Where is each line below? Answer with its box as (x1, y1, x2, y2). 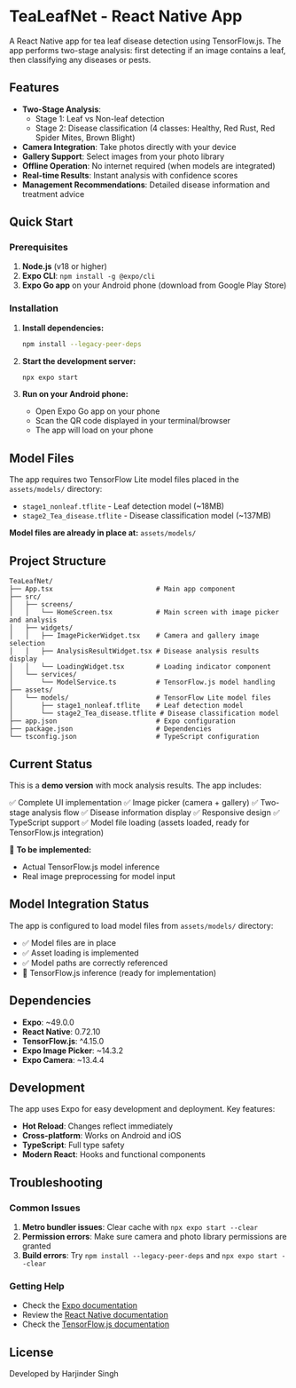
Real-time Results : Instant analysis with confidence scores (21, 170, 238, 180)
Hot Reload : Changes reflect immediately (21, 1121, 174, 1131)
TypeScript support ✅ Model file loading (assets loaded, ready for (9, 817, 250, 828)
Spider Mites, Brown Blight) (35, 131, 136, 143)
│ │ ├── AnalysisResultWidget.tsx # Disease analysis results (9, 646, 260, 656)
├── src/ (9, 592, 42, 601)
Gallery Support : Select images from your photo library (21, 151, 225, 162)
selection (9, 639, 46, 648)
